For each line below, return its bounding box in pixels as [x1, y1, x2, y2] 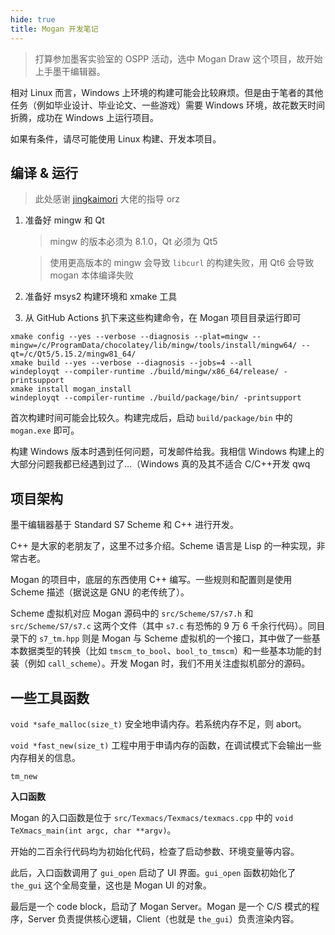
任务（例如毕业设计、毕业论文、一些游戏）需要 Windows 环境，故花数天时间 [10, 99, 325, 111]
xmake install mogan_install [10, 384, 132, 395]
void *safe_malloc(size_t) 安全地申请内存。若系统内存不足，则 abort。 [10, 717, 307, 730]
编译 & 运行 [10, 164, 79, 181]
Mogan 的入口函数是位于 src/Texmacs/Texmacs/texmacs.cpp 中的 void [10, 811, 294, 823]
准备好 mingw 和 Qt [24, 214, 105, 226]
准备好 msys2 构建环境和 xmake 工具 [24, 291, 178, 303]
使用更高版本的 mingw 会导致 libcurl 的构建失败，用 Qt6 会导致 [49, 257, 315, 269]
